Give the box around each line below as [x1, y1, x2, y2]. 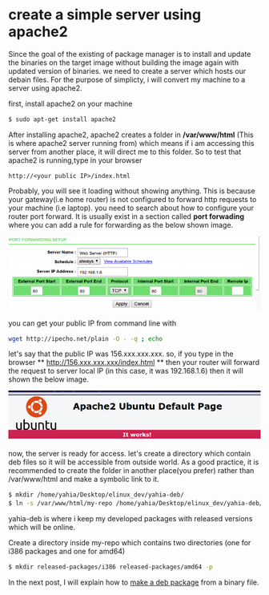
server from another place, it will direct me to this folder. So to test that [8, 147, 242, 156]
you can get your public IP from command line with [8, 318, 177, 328]
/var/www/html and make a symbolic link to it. [8, 474, 160, 484]
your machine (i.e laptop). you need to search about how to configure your [8, 203, 255, 212]
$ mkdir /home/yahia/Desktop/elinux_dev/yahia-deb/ [8, 491, 184, 499]
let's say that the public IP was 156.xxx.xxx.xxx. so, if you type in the [8, 349, 234, 358]
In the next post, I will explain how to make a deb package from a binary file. [8, 577, 259, 587]
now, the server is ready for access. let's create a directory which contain [8, 448, 251, 458]
